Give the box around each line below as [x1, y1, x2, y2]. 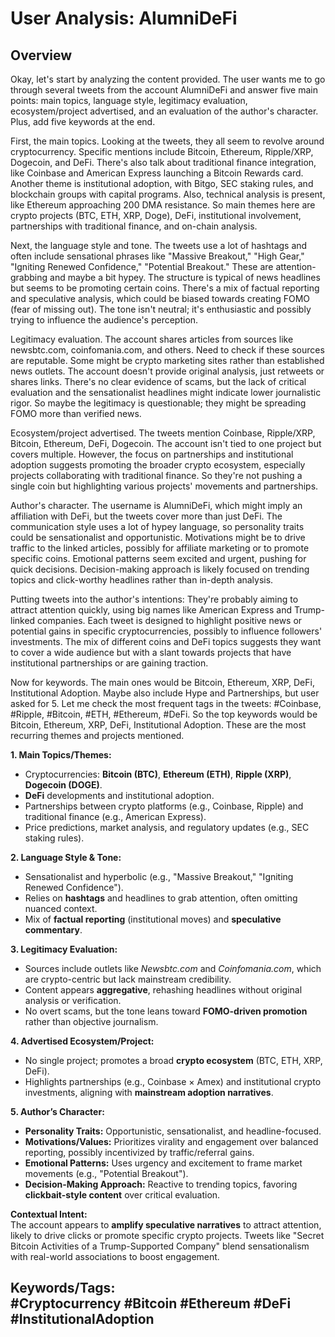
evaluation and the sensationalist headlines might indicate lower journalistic [10, 387, 322, 398]
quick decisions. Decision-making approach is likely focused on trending [10, 563, 310, 575]
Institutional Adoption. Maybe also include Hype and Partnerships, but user [10, 687, 320, 699]
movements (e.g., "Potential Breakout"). [24, 1168, 189, 1179]
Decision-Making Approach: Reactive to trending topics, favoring [24, 1178, 298, 1190]
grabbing [10, 272, 48, 283]
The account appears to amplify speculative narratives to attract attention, [10, 1219, 322, 1231]
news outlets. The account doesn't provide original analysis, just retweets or [10, 365, 325, 377]
